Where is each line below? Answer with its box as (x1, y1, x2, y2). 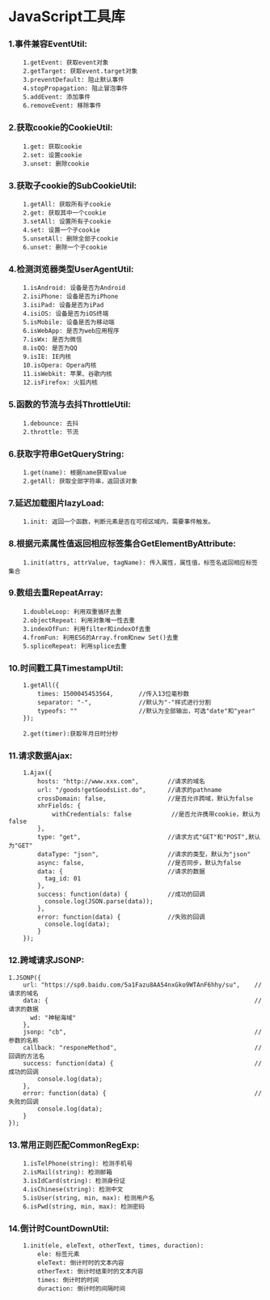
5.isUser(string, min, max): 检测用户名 (23, 1194, 155, 1203)
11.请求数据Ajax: (8, 750, 73, 761)
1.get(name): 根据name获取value (23, 468, 127, 476)
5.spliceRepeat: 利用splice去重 (23, 641, 127, 650)
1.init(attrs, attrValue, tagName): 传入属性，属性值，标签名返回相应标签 (23, 558, 259, 567)
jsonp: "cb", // (23, 1028, 263, 1036)
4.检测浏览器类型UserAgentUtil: (8, 264, 134, 275)
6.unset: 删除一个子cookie (23, 244, 108, 252)
